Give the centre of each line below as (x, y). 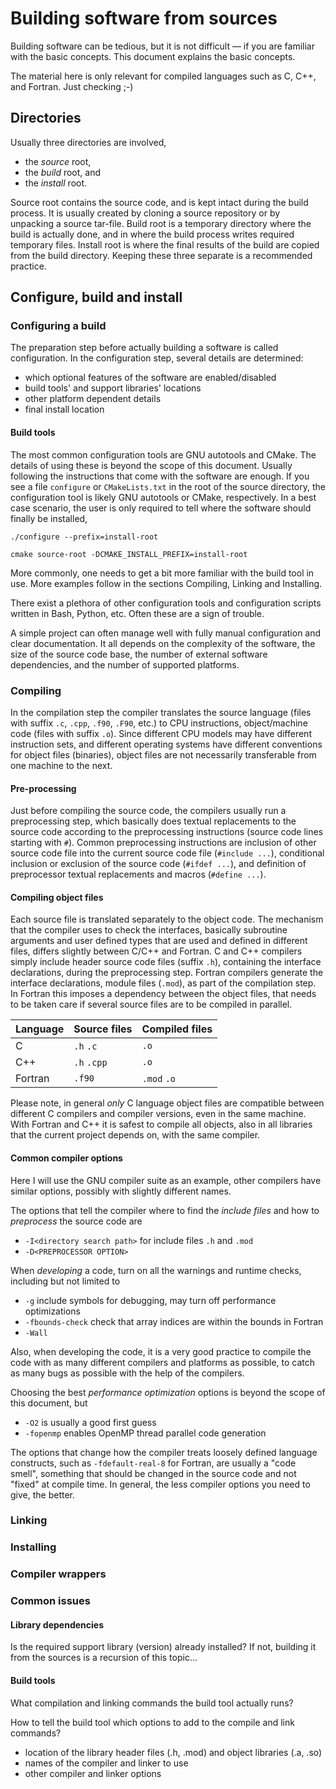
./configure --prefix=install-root (84, 537)
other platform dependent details (93, 399)
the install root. (56, 183)
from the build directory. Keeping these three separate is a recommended (161, 255)
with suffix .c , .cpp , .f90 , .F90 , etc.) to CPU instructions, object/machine (159, 723)
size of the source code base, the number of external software (139, 654)
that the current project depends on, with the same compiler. (135, 1135)
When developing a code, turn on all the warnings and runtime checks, (156, 1270)
